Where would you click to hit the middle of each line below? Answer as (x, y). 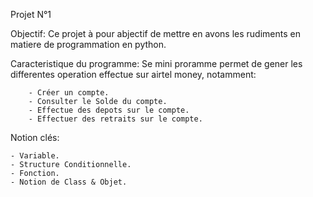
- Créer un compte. (69, 93)
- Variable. (35, 156)
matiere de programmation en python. (88, 44)
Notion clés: (35, 137)
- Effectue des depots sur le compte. (109, 110)
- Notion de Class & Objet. (69, 182)
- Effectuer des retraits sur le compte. (115, 119)
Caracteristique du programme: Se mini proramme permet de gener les (156, 63)
